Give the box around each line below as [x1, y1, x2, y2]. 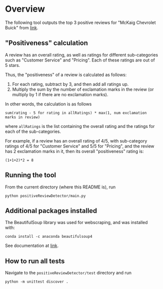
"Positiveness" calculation [5, 39, 89, 47]
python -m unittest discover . [5, 279, 69, 284]
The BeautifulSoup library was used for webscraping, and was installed [5, 220, 148, 226]
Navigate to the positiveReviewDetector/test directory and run [5, 270, 132, 276]
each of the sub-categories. [5, 128, 61, 134]
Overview [5, 3, 45, 15]
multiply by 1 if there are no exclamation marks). [12, 91, 109, 97]
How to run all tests [5, 257, 65, 265]
